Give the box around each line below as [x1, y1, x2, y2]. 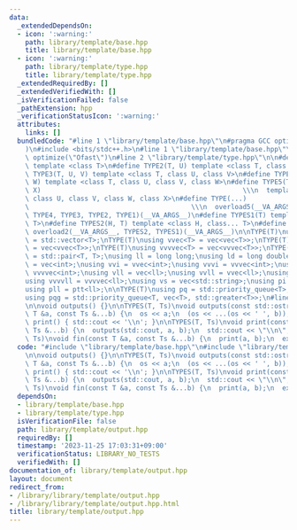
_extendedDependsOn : [17, 21, 93, 30]
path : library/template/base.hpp [25, 37, 148, 47]
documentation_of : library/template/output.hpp [9, 466, 188, 475]
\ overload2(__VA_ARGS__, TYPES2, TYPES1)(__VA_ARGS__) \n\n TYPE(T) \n [25, 227, 287, 236]
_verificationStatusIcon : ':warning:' [17, 112, 161, 121]
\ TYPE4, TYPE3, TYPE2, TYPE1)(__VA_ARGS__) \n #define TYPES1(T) [25, 210, 267, 220]
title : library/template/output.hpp [9, 507, 144, 517]
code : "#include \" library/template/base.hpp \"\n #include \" [17, 342, 247, 351]
